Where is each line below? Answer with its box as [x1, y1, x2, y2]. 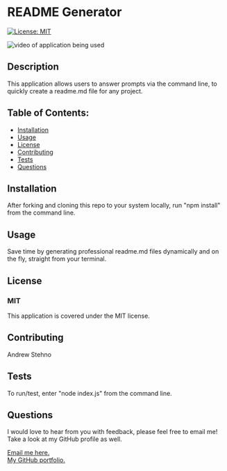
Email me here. [7, 449, 50, 457]
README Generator [7, 4, 122, 20]
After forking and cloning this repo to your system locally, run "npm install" [7, 201, 221, 210]
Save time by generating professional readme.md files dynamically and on [7, 247, 219, 256]
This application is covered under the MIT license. [7, 311, 151, 320]
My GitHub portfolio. [7, 456, 66, 464]
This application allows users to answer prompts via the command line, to [7, 79, 217, 88]
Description [7, 61, 59, 73]
